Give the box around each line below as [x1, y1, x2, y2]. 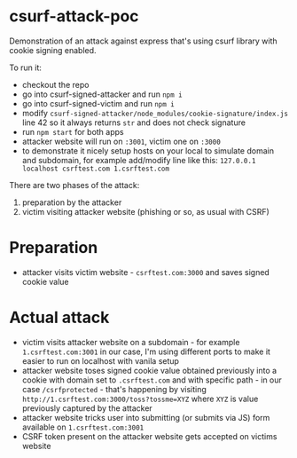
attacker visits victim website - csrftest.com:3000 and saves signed [21, 266, 270, 277]
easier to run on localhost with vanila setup [21, 355, 180, 366]
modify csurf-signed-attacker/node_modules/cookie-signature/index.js [21, 107, 288, 118]
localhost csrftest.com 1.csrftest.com [21, 164, 170, 173]
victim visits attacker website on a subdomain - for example [21, 336, 240, 347]
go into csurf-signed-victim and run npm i [21, 98, 175, 108]
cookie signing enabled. [9, 44, 97, 55]
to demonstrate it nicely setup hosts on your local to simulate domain [21, 145, 275, 156]
